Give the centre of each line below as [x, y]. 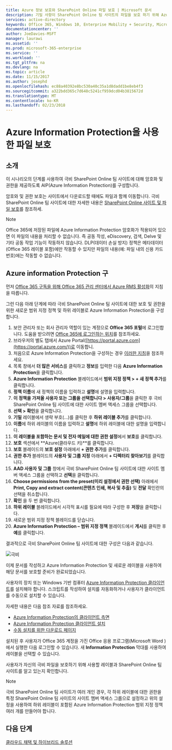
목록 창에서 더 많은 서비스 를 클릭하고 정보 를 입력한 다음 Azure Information [88, 366]
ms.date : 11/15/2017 [28, 77]
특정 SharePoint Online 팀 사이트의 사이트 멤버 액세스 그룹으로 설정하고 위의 [82, 698]
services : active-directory [36, 19]
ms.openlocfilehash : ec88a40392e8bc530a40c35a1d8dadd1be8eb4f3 [75, 86]
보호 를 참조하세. [27, 209]
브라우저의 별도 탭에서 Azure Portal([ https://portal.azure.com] [77, 340]
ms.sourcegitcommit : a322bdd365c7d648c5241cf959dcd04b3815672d [75, 91]
